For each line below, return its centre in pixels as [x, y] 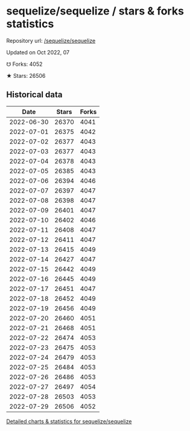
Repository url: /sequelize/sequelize [51, 40]
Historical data [34, 95]
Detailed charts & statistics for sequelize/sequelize [69, 421]
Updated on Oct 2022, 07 [38, 52]
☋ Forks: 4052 [24, 64]
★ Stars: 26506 [26, 75]
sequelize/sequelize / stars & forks [95, 11]
